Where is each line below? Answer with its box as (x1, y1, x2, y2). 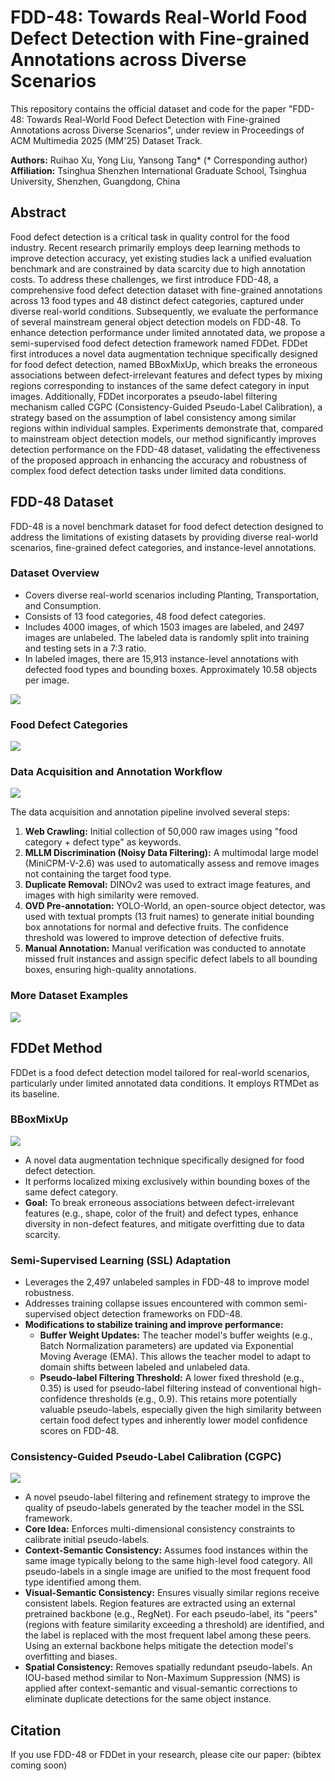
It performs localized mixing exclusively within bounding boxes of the (24, 1175, 311, 1187)
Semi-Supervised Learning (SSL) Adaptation (10, 1253, 232, 1267)
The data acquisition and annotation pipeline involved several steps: (10, 806, 290, 818)
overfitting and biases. (24, 1651, 118, 1663)
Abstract (10, 204, 67, 221)
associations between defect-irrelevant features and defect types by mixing (10, 369, 323, 381)
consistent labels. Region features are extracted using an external (24, 1597, 296, 1610)
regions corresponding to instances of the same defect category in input (10, 379, 310, 391)
